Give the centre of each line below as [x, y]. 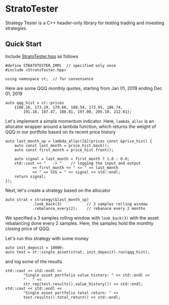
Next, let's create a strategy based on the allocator [58, 190]
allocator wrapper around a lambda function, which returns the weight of [81, 126]
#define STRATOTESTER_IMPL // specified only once [61, 66]
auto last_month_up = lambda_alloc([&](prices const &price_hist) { [79, 141]
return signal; [30, 177]
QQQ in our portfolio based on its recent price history [61, 132]
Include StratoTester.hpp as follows [42, 56]
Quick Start [23, 44]
